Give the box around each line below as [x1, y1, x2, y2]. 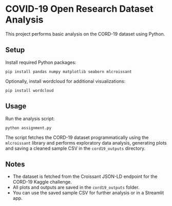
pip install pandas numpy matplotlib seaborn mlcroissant [5, 69, 132, 74]
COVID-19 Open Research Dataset [5, 3, 154, 15]
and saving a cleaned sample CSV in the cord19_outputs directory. [5, 145, 145, 151]
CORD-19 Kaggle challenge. [12, 179, 72, 185]
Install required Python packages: [5, 59, 77, 65]
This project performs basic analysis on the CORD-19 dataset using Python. [5, 31, 165, 37]
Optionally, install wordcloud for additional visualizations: [5, 78, 126, 84]
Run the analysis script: [5, 116, 55, 122]
